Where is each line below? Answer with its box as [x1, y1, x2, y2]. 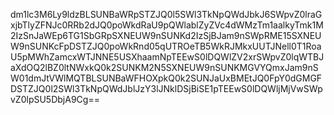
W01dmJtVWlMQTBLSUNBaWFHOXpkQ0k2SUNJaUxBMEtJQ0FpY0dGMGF [10, 72, 323, 84]
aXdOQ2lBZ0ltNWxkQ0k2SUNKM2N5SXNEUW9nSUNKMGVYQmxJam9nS [10, 62, 319, 73]
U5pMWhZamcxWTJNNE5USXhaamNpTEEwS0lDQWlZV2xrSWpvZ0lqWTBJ [10, 51, 325, 63]
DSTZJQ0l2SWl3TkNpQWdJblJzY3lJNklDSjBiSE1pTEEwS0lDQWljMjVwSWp [10, 83, 323, 94]
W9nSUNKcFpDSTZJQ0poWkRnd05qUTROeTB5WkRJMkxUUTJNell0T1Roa [10, 40, 322, 52]
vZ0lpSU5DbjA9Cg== [10, 94, 100, 105]
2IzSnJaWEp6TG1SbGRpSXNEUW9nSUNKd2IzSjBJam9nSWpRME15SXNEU [10, 30, 322, 41]
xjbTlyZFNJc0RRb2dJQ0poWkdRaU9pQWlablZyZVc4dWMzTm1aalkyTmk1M [10, 19, 324, 31]
